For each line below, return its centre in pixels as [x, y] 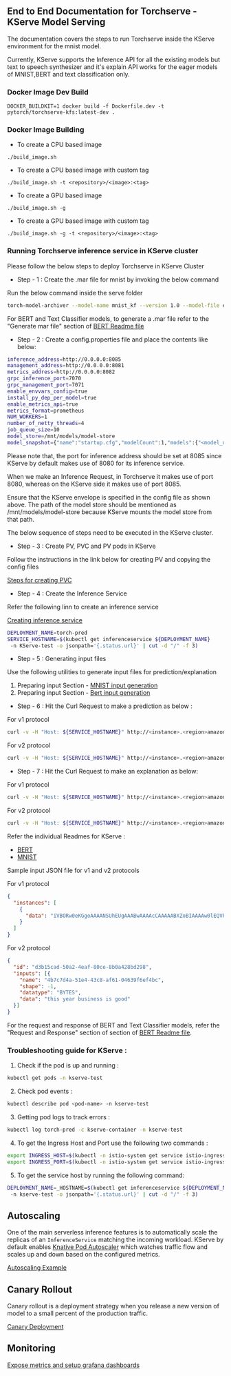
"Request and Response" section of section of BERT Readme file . [100, 1032]
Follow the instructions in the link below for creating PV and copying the [109, 559]
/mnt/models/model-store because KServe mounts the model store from [110, 512]
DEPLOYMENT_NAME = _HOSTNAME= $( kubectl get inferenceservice [93, 1188]
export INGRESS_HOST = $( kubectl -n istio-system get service [95, 1155]
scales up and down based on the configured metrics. [84, 1255]
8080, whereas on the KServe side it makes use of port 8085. [94, 484]
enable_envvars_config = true [47, 391]
